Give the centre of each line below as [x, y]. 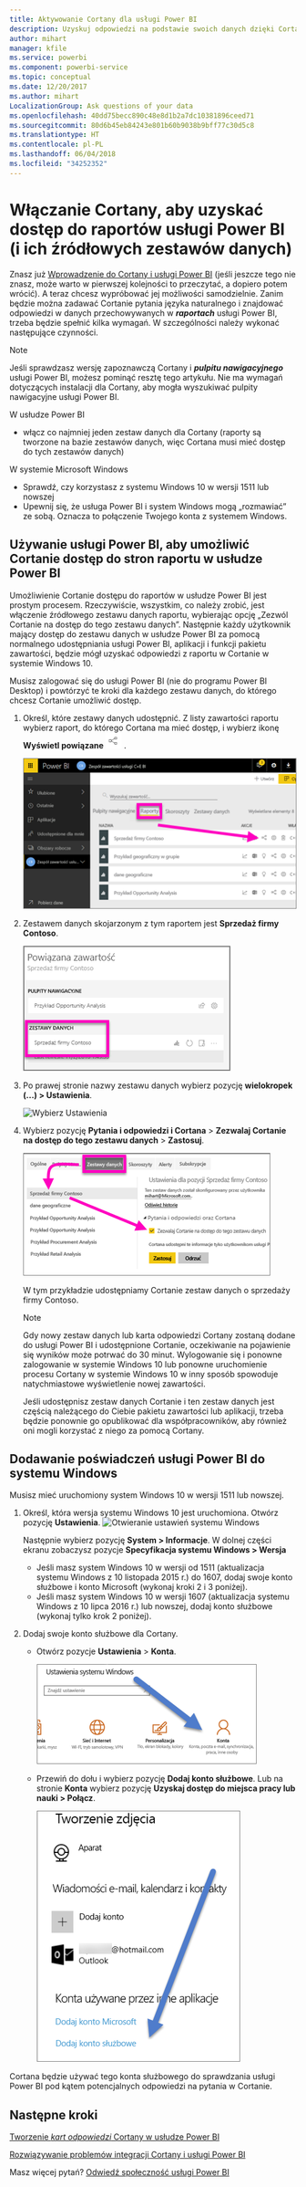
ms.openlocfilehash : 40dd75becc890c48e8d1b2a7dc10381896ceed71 [132, 115]
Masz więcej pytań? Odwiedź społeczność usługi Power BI [120, 2172]
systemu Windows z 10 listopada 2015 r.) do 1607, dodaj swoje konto [164, 1577]
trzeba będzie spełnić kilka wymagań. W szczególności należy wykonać [144, 322]
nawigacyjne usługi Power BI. [65, 396]
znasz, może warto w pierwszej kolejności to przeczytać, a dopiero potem [148, 284]
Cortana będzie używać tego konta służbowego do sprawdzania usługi [143, 2077]
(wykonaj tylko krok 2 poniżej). [94, 1617]
